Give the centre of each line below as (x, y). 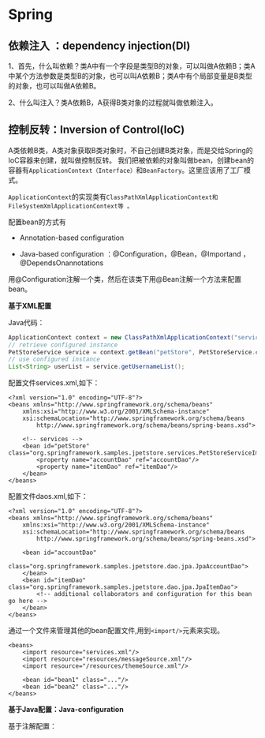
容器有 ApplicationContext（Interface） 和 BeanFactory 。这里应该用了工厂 (126, 170)
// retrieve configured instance (63, 345)
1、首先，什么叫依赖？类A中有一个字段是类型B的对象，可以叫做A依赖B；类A (132, 66)
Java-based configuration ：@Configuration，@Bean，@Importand (131, 253)
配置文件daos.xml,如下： (48, 496)
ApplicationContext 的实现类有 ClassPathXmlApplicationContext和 (113, 197)
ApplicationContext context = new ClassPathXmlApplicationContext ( (121, 337)
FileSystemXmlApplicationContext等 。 (71, 206)
